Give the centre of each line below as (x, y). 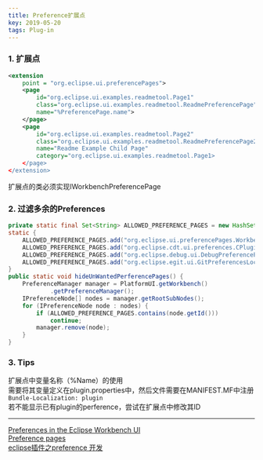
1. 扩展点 (24, 59)
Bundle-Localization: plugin (56, 398)
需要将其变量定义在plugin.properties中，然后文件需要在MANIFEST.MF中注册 (131, 390)
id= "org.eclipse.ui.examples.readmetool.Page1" (115, 98)
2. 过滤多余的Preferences (57, 209)
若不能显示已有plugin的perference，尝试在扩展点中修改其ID (104, 407)
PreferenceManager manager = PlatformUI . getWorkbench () (115, 284)
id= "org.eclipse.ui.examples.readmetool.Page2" (115, 134)
